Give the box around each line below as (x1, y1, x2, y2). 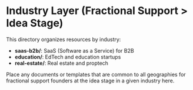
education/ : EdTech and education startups (14, 53, 121, 60)
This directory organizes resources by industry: (6, 36, 121, 43)
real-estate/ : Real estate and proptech (14, 60, 109, 67)
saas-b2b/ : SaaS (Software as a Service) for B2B (14, 47, 134, 54)
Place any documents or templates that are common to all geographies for (6, 71, 187, 78)
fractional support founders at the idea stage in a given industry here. (6, 77, 175, 84)
